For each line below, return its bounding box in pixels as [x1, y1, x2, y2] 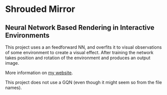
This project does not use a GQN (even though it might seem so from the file [5, 80, 162, 85]
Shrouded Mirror [5, 3, 76, 15]
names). [5, 85, 22, 91]
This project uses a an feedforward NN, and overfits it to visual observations [5, 44, 162, 50]
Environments [5, 31, 50, 39]
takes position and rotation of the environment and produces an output [5, 55, 151, 61]
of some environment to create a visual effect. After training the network [5, 50, 154, 55]
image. [5, 60, 19, 66]
